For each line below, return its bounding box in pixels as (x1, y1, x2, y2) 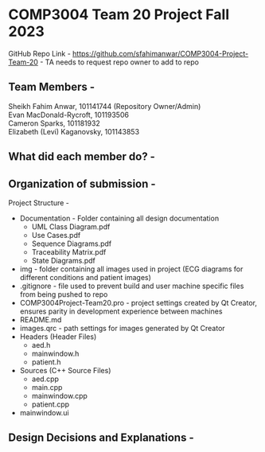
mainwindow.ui (19, 407, 69, 417)
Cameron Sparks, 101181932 (8, 118, 101, 128)
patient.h (31, 357, 61, 367)
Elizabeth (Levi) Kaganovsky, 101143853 (8, 127, 140, 136)
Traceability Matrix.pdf (31, 247, 107, 256)
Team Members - (8, 80, 95, 94)
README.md (19, 314, 62, 324)
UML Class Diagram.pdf (31, 221, 111, 232)
